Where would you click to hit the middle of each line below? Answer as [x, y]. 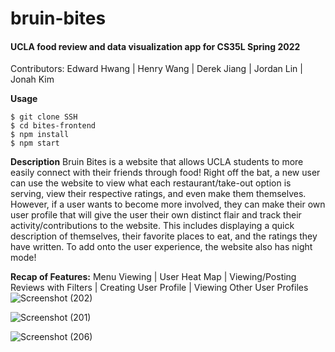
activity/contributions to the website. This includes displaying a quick [152, 226]
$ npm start [35, 143]
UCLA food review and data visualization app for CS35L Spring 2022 [155, 46]
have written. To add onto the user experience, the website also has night [161, 247]
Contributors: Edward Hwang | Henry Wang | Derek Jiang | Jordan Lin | [156, 69]
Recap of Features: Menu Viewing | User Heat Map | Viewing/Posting [153, 277]
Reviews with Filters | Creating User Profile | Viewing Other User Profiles [159, 288]
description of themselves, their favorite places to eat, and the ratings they [164, 236]
